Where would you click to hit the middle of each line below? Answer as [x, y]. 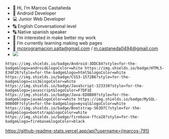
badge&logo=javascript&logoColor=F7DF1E [49, 90]
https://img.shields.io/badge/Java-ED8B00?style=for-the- [68, 95]
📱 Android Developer [35, 13]
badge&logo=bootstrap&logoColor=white [46, 113]
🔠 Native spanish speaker [40, 32]
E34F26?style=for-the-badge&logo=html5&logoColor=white [65, 73]
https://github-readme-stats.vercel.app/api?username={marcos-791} [77, 131]
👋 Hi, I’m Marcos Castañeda [42, 8]
